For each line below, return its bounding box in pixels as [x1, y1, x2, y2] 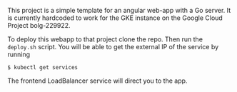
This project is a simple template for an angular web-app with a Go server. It [7, 6, 231, 14]
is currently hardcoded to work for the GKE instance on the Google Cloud [7, 14, 223, 22]
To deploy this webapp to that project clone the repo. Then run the [7, 35, 203, 44]
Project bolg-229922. [7, 21, 71, 29]
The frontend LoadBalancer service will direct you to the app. [7, 76, 188, 85]
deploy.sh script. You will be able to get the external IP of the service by [7, 43, 219, 51]
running [7, 50, 31, 58]
